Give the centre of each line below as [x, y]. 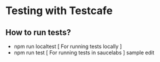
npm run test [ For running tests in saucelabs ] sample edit [84, 53]
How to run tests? [38, 32]
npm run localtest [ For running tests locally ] [68, 46]
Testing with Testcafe [59, 11]
